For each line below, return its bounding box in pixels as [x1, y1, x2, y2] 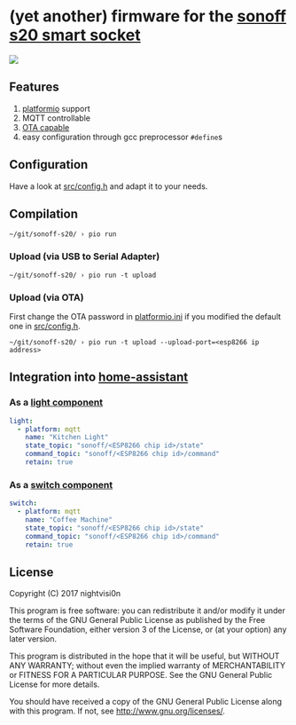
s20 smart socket [9, 25, 142, 45]
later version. [9, 634, 58, 644]
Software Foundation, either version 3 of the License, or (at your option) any [9, 624, 287, 635]
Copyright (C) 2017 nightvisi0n [9, 588, 121, 599]
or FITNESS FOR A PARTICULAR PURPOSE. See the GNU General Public [9, 670, 273, 681]
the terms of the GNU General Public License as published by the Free [9, 615, 266, 626]
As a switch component [9, 478, 113, 491]
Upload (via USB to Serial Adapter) [9, 250, 160, 263]
